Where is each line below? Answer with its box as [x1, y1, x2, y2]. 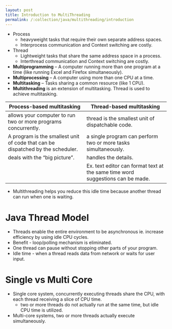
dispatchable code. [86, 121, 133, 129]
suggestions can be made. [86, 175, 150, 182]
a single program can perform [86, 133, 159, 140]
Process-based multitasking [9, 103, 81, 110]
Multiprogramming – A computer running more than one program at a [12, 64, 161, 70]
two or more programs [8, 118, 62, 126]
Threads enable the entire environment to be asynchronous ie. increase [12, 229, 164, 235]
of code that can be [8, 139, 55, 147]
